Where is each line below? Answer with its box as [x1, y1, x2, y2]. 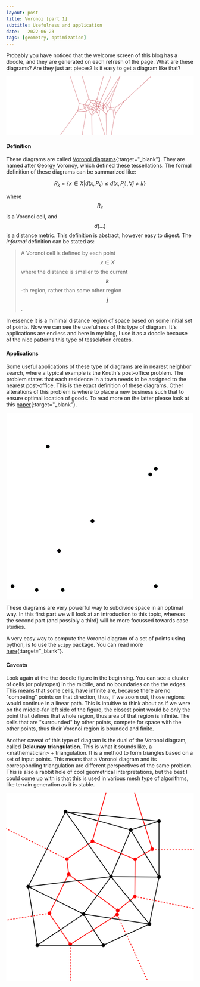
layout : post [6, 10, 39, 16]
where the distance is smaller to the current [20, 268, 128, 275]
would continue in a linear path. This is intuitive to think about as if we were [6, 700, 190, 707]
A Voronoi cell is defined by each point [20, 249, 116, 257]
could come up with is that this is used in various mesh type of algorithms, [6, 775, 189, 782]
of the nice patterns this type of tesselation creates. [6, 336, 133, 343]
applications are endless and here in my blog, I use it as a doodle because [6, 329, 187, 337]
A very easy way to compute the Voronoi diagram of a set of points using [6, 635, 186, 642]
